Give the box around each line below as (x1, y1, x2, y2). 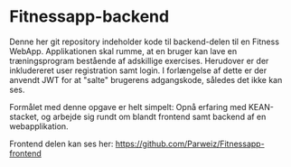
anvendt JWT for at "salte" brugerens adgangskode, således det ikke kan (9, 74, 283, 85)
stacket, (9, 111, 40, 122)
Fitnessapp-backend (9, 6, 170, 27)
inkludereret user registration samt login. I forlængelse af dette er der (9, 65, 268, 76)
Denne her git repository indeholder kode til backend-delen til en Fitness (9, 36, 280, 47)
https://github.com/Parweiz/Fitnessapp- (115, 138, 265, 149)
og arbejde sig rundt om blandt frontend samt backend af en (40, 111, 267, 122)
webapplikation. (9, 120, 70, 132)
